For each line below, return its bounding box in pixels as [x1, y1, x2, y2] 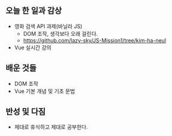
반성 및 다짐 [5, 107, 46, 117]
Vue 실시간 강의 [14, 44, 52, 51]
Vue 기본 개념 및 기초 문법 [14, 87, 75, 94]
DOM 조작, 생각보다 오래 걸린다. [23, 30, 98, 37]
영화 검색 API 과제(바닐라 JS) [14, 23, 83, 30]
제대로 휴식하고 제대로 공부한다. [14, 123, 88, 131]
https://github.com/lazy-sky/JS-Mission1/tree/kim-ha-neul [23, 36, 167, 44]
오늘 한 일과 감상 [5, 5, 62, 16]
